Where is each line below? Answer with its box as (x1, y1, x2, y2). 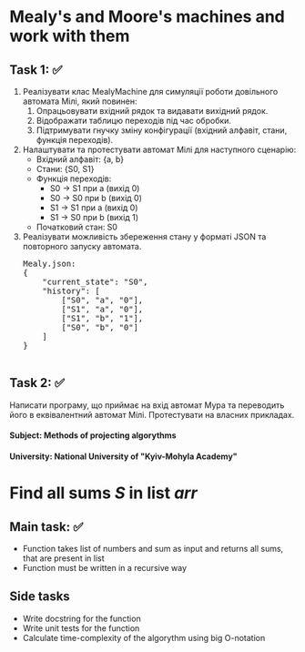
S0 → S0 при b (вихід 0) (49, 193, 143, 203)
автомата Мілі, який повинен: (22, 96, 137, 107)
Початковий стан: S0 (36, 221, 118, 232)
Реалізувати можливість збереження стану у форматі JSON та (22, 231, 267, 242)
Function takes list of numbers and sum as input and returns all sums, (22, 544, 284, 554)
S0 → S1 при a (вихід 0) (49, 183, 140, 193)
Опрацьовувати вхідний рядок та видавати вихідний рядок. (36, 106, 269, 116)
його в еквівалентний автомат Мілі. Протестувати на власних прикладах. (9, 409, 295, 420)
